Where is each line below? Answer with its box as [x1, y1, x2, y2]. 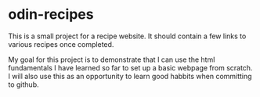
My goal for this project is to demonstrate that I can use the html [8, 55, 215, 64]
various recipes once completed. [8, 39, 114, 48]
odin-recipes [8, 5, 94, 23]
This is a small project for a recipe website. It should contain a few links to [8, 31, 247, 41]
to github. [8, 80, 39, 89]
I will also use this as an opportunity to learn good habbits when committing [8, 71, 252, 81]
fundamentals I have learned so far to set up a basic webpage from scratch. [8, 63, 253, 72]
